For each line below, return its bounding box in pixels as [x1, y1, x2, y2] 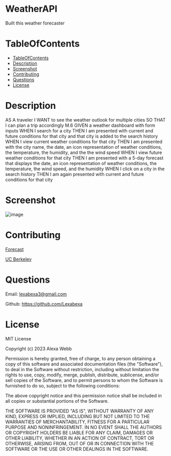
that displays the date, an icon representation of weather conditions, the [5, 160, 157, 166]
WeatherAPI [5, 3, 58, 15]
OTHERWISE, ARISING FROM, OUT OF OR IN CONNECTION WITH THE [5, 440, 154, 446]
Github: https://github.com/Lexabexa [5, 301, 83, 307]
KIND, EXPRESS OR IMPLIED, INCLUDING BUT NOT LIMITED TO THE [5, 413, 150, 419]
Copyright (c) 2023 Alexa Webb [5, 346, 72, 352]
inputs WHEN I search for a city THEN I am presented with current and [5, 127, 154, 133]
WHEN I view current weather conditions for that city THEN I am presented [5, 139, 162, 145]
